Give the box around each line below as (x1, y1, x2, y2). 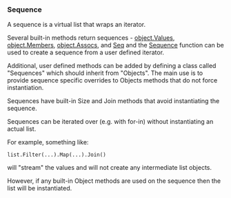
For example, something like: (7, 138, 89, 146)
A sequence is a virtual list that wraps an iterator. (7, 21, 146, 29)
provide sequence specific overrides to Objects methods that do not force (7, 76, 218, 85)
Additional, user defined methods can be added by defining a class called (7, 62, 217, 70)
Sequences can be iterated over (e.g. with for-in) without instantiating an (7, 118, 214, 126)
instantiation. (7, 84, 44, 92)
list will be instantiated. (7, 184, 72, 192)
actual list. (7, 125, 37, 133)
